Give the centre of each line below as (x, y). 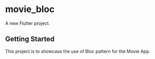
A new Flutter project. (28, 23)
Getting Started (30, 39)
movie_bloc (30, 9)
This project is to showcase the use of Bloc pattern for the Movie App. (78, 51)
